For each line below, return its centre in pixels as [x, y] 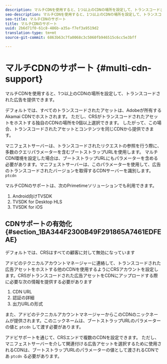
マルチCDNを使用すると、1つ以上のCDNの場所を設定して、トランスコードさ [83, 93]
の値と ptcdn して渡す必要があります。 [44, 327]
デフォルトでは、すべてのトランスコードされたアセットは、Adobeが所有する [83, 110]
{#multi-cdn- [124, 68]
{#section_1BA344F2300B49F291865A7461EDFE [83, 232]
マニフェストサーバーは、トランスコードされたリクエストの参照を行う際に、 [83, 145]
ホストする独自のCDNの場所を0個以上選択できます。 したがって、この [85, 122]
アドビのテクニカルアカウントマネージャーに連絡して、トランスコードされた [83, 263]
